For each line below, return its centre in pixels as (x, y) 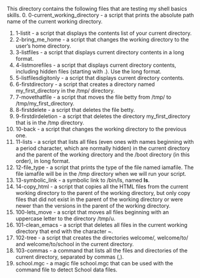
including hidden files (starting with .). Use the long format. (88, 71)
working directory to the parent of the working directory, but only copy (103, 193)
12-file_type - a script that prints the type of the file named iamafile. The (105, 167)
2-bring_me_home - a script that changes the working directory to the (102, 39)
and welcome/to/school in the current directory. (74, 244)
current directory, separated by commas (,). (70, 257)
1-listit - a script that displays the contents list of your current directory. (103, 33)
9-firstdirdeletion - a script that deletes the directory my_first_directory (103, 116)
